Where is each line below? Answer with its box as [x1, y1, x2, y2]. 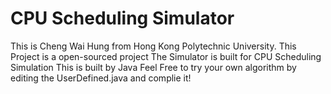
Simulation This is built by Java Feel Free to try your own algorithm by [10, 61, 297, 73]
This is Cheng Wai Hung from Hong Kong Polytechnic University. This [10, 40, 297, 52]
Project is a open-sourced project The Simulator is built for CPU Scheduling [10, 50, 322, 62]
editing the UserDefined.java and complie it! [10, 72, 192, 84]
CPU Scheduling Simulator [10, 7, 235, 30]
